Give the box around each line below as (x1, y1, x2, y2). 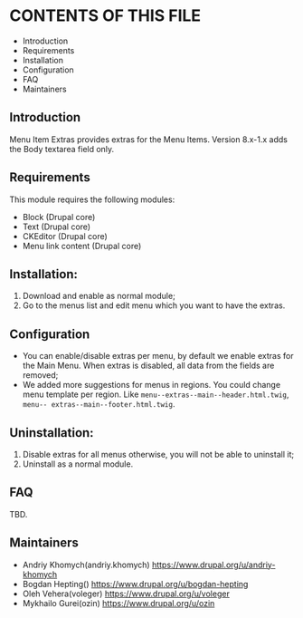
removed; (22, 370, 59, 381)
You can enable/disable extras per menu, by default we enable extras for (22, 351, 294, 362)
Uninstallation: (9, 425, 94, 440)
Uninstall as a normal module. (22, 459, 134, 469)
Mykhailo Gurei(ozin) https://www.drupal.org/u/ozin (22, 597, 215, 608)
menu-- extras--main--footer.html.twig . (22, 399, 175, 410)
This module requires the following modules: (9, 194, 175, 205)
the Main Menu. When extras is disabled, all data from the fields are (22, 360, 275, 372)
